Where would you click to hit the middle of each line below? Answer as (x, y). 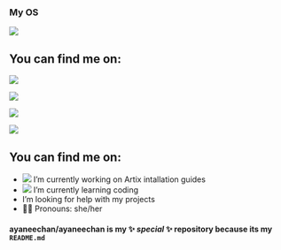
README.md (27, 238)
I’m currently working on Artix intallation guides (120, 179)
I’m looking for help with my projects (88, 199)
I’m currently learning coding (86, 189)
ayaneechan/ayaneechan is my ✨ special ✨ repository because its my (141, 229)
